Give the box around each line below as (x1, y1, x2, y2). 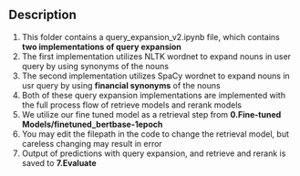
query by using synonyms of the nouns (21, 60, 170, 71)
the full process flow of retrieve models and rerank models (21, 99, 243, 110)
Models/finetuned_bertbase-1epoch (21, 119, 163, 129)
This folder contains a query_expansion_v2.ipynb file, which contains (21, 31, 280, 42)
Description (8, 7, 77, 23)
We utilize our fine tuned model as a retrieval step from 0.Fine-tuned (21, 109, 282, 119)
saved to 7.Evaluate (21, 157, 97, 168)
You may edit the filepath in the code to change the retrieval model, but (21, 128, 289, 140)
